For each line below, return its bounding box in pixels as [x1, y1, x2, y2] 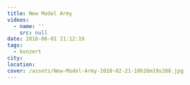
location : [7, 61, 36, 68]
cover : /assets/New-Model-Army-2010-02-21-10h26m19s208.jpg [7, 67, 184, 74]
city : [7, 55, 23, 62]
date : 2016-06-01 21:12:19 [7, 36, 85, 42]
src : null [19, 29, 48, 36]
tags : [7, 42, 23, 49]
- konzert [13, 49, 41, 56]
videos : [7, 16, 30, 23]
